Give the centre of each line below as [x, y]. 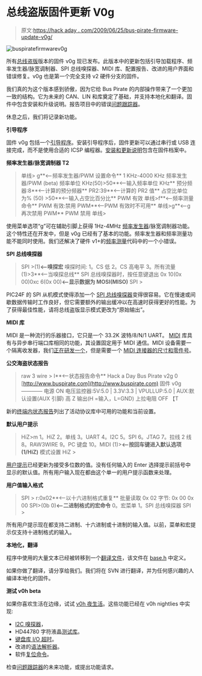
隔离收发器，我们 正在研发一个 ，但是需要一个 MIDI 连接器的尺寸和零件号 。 [103, 350]
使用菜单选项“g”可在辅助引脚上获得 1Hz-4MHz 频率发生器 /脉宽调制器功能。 [99, 226]
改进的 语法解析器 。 [39, 646]
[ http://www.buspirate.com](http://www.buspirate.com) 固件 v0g [101, 383]
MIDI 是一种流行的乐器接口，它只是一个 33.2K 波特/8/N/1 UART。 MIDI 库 [97, 335]
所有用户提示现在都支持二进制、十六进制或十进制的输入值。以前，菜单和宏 [98, 524]
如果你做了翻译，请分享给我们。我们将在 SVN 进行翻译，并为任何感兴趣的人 [100, 571]
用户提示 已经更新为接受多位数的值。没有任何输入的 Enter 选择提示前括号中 [99, 465]
